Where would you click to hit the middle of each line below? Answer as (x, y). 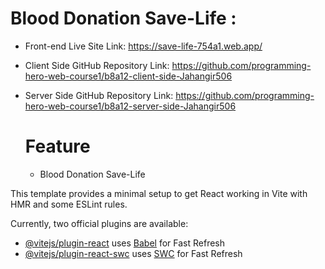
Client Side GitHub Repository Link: (97, 65)
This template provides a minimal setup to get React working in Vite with (159, 193)
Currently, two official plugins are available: (99, 223)
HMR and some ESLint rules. (69, 204)
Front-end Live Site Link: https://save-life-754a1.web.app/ (143, 46)
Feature (57, 146)
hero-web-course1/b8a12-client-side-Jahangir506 (128, 76)
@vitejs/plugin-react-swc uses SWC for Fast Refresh (133, 253)
